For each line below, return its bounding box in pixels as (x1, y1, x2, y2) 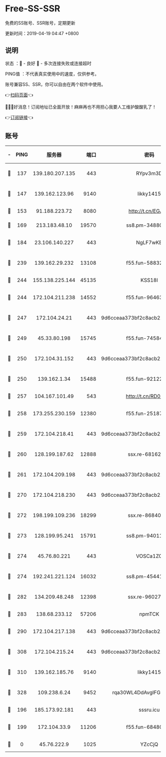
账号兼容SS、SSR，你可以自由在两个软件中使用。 (5, 81, 106, 87)
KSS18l (140, 277, 158, 283)
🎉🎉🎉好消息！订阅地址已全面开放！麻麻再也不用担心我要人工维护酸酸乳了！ (5, 104, 157, 110)
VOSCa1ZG (135, 553, 163, 559)
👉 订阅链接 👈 (5, 114, 34, 120)
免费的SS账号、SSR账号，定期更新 (5, 20, 76, 26)
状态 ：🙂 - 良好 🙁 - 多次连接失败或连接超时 (5, 60, 91, 66)
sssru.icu (138, 706, 160, 713)
